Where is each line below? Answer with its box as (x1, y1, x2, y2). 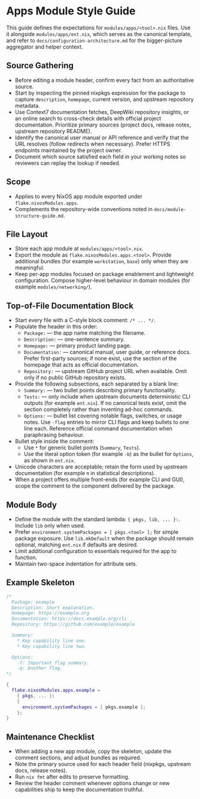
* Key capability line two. (17, 643, 87, 649)
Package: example (11, 599, 55, 605)
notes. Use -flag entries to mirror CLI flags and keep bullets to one (23, 419, 189, 426)
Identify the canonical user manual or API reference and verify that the (14, 134, 189, 141)
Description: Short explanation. (11, 605, 95, 611)
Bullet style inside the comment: (14, 438, 95, 445)
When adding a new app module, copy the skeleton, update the (14, 748, 172, 755)
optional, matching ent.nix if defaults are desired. (14, 541, 138, 548)
